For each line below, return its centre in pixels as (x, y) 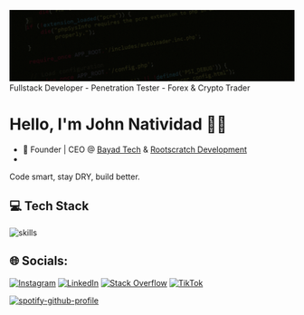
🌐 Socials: (39, 261)
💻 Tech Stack (49, 206)
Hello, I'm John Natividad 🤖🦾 (119, 124)
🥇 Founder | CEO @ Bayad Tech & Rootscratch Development (134, 149)
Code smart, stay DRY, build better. (75, 177)
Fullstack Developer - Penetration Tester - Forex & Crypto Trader (130, 88)
